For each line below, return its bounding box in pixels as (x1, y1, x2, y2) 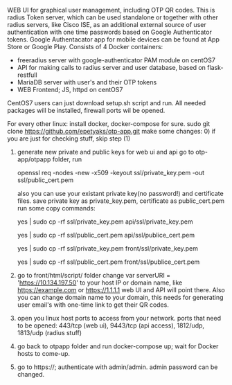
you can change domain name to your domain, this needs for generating (17, 294, 224, 301)
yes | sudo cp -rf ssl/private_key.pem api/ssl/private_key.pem (17, 217, 193, 226)
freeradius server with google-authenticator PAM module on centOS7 (17, 56, 216, 64)
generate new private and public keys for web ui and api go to (17, 148, 195, 156)
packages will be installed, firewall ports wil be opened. (7, 107, 166, 114)
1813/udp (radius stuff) (17, 329, 82, 337)
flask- (207, 64, 224, 71)
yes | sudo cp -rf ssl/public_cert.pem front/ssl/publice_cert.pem (17, 258, 200, 266)
